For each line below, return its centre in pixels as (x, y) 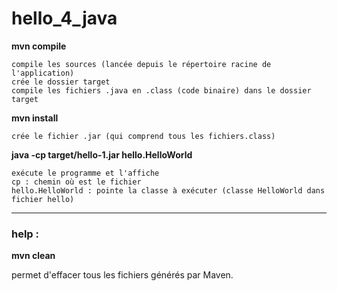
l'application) (43, 73)
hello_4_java (64, 18)
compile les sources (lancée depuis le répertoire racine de (141, 64)
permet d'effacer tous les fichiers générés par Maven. (122, 275)
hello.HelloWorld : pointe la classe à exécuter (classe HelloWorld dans (168, 190)
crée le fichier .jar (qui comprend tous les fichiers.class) (143, 136)
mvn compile (39, 46)
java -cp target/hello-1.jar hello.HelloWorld (102, 154)
